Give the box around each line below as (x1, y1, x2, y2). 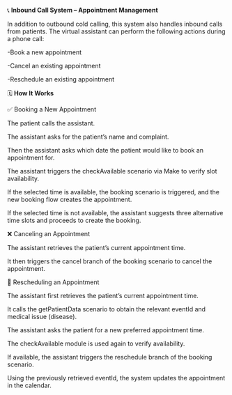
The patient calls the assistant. (7, 119, 95, 127)
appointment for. (7, 153, 55, 162)
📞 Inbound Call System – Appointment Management (7, 6, 158, 14)
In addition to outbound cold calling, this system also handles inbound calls (7, 20, 223, 28)
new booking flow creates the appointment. (7, 195, 132, 203)
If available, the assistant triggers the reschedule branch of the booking (7, 353, 212, 361)
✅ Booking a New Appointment (7, 105, 96, 114)
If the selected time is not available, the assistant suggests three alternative (7, 209, 224, 217)
